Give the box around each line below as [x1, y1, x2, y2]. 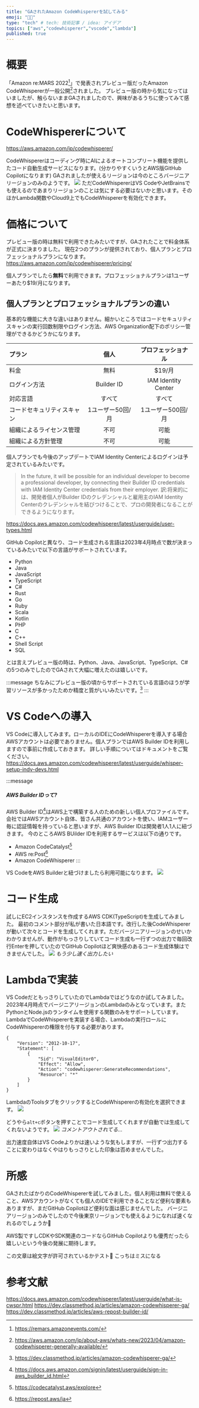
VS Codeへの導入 [6, 709, 92, 723]
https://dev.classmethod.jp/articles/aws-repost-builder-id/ [6, 1308, 149, 1315]
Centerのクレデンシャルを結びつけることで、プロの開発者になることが [20, 501, 193, 508]
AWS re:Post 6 [14, 849, 49, 857]
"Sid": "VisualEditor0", [37, 1056, 99, 1062]
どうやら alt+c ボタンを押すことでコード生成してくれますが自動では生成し [6, 1118, 185, 1126]
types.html [6, 527, 33, 534]
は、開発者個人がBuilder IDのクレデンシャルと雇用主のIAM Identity [20, 494, 184, 501]
